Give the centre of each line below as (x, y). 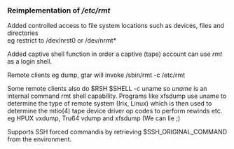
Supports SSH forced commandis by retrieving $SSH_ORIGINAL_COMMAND (117, 132)
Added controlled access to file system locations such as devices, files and (116, 26)
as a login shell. (30, 62)
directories (23, 33)
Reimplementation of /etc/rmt (59, 10)
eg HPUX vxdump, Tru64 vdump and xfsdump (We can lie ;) (94, 118)
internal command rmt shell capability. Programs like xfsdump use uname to (117, 96)
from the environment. (40, 139)
